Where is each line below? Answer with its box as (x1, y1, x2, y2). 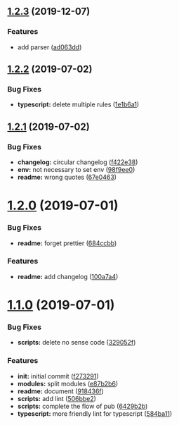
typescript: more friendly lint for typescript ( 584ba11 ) (17, 409, 173, 418)
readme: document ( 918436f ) (17, 387, 104, 395)
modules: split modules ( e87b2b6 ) (17, 379, 119, 388)
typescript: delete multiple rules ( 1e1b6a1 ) (17, 100, 140, 109)
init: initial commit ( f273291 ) (17, 371, 100, 380)
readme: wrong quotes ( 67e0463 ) (17, 173, 117, 182)
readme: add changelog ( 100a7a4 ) (17, 272, 119, 281)
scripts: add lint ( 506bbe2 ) (17, 394, 97, 402)
